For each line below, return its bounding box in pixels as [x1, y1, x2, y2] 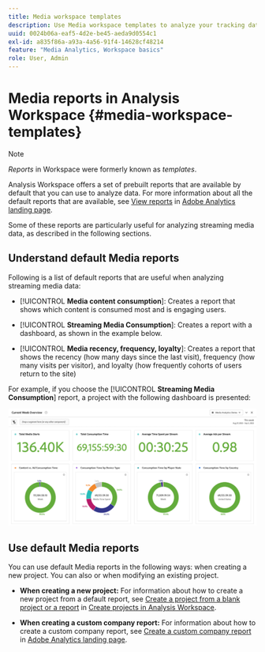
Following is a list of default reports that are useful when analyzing [8, 273, 225, 282]
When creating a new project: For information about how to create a [19, 586, 243, 596]
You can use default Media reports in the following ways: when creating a [8, 562, 247, 572]
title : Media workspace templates [8, 13, 122, 21]
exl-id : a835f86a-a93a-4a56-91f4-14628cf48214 [8, 38, 164, 46]
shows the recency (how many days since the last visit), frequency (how [19, 352, 255, 361]
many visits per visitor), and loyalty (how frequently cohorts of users [19, 360, 242, 370]
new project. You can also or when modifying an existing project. [8, 571, 219, 580]
